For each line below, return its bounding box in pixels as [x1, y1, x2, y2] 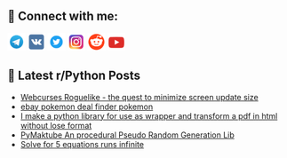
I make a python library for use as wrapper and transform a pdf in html [20, 110, 278, 121]
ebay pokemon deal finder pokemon [20, 101, 154, 112]
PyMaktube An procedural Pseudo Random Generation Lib [20, 130, 235, 140]
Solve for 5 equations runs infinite [20, 138, 145, 149]
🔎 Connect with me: [7, 9, 118, 24]
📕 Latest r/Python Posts [7, 68, 141, 83]
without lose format [20, 120, 92, 130]
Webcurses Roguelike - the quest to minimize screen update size [20, 91, 259, 102]
